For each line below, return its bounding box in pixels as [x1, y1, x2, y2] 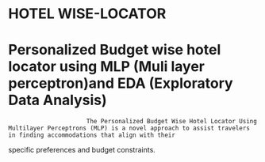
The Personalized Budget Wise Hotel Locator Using [86, 118, 258, 126]
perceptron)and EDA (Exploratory [8, 74, 233, 92]
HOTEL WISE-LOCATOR [8, 5, 167, 23]
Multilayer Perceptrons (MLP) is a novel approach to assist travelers [8, 124, 250, 133]
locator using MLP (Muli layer [8, 58, 205, 76]
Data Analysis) [8, 92, 107, 109]
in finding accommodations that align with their [8, 131, 176, 139]
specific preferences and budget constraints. [8, 145, 156, 155]
